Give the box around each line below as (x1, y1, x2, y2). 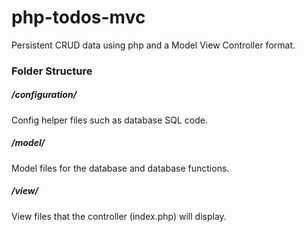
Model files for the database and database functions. (11, 162, 230, 174)
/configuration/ (11, 89, 78, 101)
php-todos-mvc (11, 6, 146, 29)
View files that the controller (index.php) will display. (11, 210, 227, 222)
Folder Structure (11, 64, 93, 78)
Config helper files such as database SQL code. (11, 114, 208, 126)
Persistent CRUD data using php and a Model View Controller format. (11, 39, 296, 51)
